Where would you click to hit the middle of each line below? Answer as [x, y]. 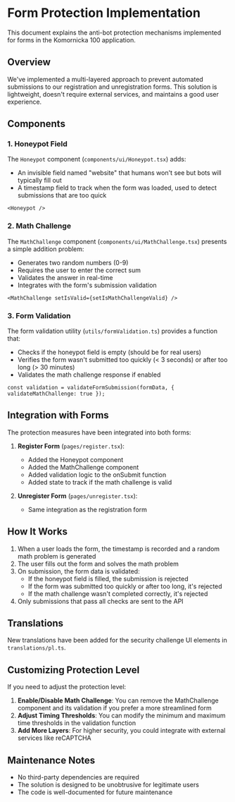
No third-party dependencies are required [78, 777]
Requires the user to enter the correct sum [79, 270]
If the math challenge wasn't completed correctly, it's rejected [118, 593]
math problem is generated [57, 556]
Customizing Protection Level [74, 670]
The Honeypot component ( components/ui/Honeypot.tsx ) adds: [97, 159]
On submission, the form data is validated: [78, 571]
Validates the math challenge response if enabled [89, 375]
